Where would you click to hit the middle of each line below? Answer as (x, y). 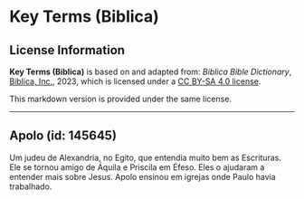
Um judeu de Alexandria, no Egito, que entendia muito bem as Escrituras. (146, 157)
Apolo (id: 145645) (63, 136)
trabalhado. (31, 186)
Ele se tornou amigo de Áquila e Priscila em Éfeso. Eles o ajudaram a (137, 167)
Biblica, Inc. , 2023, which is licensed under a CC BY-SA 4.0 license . (135, 81)
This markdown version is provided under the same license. (121, 99)
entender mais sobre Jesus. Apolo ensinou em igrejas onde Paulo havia (142, 176)
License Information (67, 50)
